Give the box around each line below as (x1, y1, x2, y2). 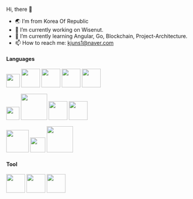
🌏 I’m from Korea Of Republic (14, 18, 89, 25)
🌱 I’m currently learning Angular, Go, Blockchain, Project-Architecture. (14, 33, 188, 39)
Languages (6, 55, 35, 62)
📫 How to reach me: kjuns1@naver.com (14, 39, 114, 46)
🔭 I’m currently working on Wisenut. (14, 26, 104, 33)
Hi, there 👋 (6, 6, 33, 13)
